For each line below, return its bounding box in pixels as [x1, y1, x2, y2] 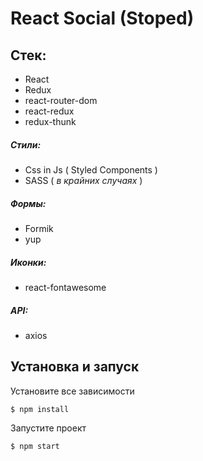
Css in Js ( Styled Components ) [24, 163, 158, 176]
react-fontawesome [24, 281, 107, 293]
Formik [24, 222, 54, 234]
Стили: [10, 138, 42, 151]
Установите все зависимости [10, 385, 135, 397]
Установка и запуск [10, 358, 140, 376]
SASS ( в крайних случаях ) [24, 174, 143, 186]
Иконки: [10, 256, 47, 268]
